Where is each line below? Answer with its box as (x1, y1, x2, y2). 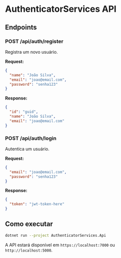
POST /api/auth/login (5, 134, 57, 141)
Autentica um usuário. (5, 146, 50, 152)
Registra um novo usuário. (5, 49, 58, 55)
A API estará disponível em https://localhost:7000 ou (5, 242, 115, 248)
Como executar (5, 220, 53, 228)
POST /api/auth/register (5, 38, 64, 45)
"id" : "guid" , (9, 109, 38, 114)
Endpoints (5, 23, 37, 32)
